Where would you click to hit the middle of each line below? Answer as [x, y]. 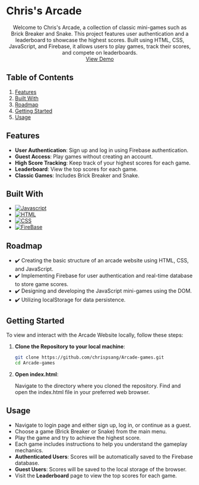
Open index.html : [37, 374]
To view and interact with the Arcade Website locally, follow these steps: [95, 335]
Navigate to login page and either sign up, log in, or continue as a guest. [103, 425]
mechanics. [29, 450]
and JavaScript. [34, 269]
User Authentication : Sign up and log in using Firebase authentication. [102, 150]
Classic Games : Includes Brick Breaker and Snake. [77, 175]
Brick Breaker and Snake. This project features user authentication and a [100, 33]
